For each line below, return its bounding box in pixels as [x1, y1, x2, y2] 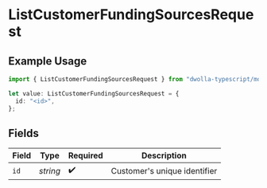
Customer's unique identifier [110, 165, 218, 176]
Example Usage [8, 54, 87, 68]
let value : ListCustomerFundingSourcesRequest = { [8, 89, 180, 97]
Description [141, 150, 187, 161]
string [38, 165, 61, 176]
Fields [8, 126, 40, 140]
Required [68, 150, 103, 161]
